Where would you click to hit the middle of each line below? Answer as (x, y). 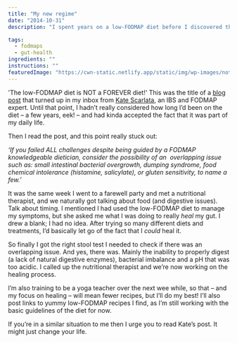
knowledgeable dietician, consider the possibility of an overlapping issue (115, 157)
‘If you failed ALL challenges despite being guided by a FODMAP (102, 149)
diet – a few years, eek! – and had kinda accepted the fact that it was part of (118, 115)
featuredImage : (30, 72)
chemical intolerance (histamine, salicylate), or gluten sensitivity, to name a (117, 172)
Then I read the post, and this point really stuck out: (83, 136)
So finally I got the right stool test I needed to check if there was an (105, 244)
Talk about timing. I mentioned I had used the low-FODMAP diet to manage (116, 208)
